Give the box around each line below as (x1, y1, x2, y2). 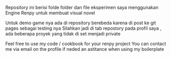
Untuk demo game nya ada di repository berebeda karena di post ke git (5, 20, 156, 26)
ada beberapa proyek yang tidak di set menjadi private (5, 31, 121, 36)
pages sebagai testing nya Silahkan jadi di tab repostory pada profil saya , (5, 25, 162, 31)
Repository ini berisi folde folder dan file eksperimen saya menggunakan (5, 5, 159, 10)
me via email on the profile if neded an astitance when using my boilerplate (5, 46, 164, 52)
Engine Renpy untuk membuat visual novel (5, 10, 95, 16)
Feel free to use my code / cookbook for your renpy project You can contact (5, 41, 166, 47)
